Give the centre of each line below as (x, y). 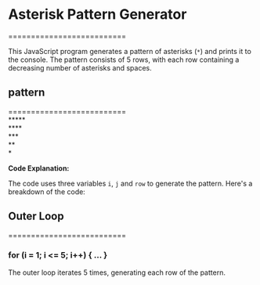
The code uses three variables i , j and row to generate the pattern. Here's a (130, 183)
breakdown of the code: (47, 191)
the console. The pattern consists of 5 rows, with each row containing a (124, 60)
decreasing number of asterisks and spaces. (80, 67)
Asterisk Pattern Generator (97, 14)
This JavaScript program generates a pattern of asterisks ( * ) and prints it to (130, 51)
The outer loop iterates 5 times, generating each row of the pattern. (117, 272)
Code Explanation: (39, 168)
